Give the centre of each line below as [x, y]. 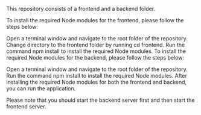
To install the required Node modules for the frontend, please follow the [95, 20]
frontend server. [26, 107]
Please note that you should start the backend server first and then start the [101, 100]
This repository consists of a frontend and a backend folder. [81, 9]
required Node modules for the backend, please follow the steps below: [95, 57]
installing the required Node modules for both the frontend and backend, [97, 82]
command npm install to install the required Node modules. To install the [96, 51]
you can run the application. [41, 89]
